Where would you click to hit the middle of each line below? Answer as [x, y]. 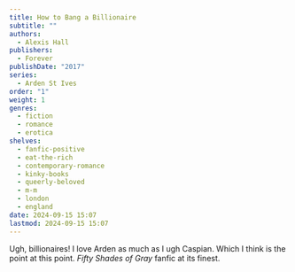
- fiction [35, 116]
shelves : [25, 141]
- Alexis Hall [43, 42]
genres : [23, 108]
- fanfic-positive [51, 149]
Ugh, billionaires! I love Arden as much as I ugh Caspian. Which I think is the [147, 248]
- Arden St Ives [47, 83]
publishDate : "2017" [47, 67]
